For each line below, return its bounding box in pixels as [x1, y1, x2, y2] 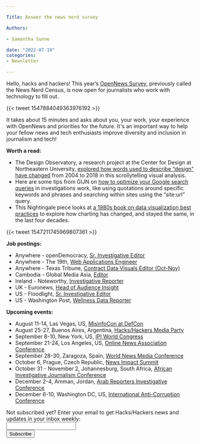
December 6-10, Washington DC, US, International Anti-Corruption [14, 391, 180, 397]
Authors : [6, 25, 28, 31]
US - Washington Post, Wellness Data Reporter [14, 297, 131, 304]
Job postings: [6, 240, 42, 247]
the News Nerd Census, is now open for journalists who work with [6, 86, 170, 94]
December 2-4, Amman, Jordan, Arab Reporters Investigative [14, 378, 167, 385]
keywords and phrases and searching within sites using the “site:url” [14, 191, 186, 198]
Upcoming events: [6, 309, 54, 315]
